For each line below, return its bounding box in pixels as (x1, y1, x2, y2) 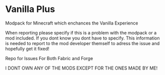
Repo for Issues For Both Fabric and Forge (5, 55, 93, 61)
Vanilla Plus (5, 3, 56, 15)
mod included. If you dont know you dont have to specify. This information (5, 35, 160, 41)
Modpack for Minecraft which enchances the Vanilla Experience (5, 20, 138, 26)
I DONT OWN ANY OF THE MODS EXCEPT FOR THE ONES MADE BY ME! (5, 65, 158, 71)
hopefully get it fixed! (5, 45, 49, 51)
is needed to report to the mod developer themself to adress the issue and (5, 40, 160, 46)
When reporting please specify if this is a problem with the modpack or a (5, 29, 157, 35)
